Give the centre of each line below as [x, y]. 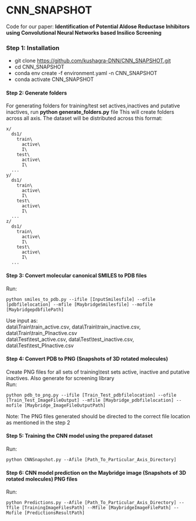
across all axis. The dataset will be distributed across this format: [84, 119]
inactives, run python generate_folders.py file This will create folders [90, 112]
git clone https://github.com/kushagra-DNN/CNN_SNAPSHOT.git [92, 61]
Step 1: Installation [33, 48]
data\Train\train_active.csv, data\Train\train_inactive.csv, [73, 327]
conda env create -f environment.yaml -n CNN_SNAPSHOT [86, 73]
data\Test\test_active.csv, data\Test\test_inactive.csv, [70, 339]
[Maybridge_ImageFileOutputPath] [65, 405]
